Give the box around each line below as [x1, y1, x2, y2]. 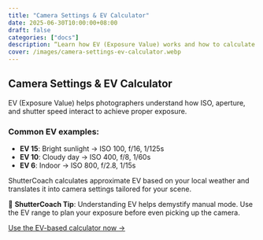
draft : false [8, 26, 51, 34]
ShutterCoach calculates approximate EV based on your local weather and [8, 176, 250, 186]
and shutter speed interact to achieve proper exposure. [8, 106, 187, 116]
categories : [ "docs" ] [8, 33, 80, 42]
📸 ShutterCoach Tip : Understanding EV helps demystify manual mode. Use [8, 200, 254, 209]
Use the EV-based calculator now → [8, 223, 126, 233]
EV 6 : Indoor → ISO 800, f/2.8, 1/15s [19, 161, 136, 170]
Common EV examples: [8, 126, 100, 137]
